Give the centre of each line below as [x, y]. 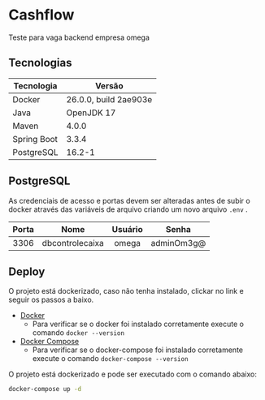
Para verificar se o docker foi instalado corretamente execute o [138, 324]
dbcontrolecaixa [73, 243]
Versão [109, 85]
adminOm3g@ [178, 243]
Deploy [27, 271]
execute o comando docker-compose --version [110, 359]
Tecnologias [40, 63]
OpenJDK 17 [91, 113]
